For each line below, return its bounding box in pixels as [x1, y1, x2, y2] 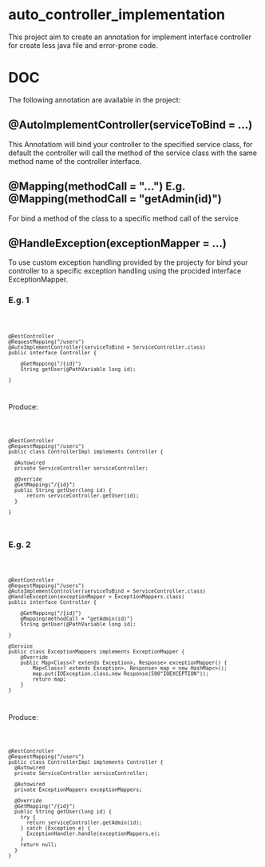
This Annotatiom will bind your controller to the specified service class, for [8, 139, 253, 149]
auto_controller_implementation [8, 6, 226, 24]
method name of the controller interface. [8, 156, 142, 166]
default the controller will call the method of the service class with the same [8, 148, 258, 158]
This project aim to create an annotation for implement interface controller [8, 32, 251, 42]
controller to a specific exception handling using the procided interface [8, 266, 242, 276]
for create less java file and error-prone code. [8, 40, 158, 50]
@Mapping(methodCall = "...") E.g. [8, 180, 186, 194]
